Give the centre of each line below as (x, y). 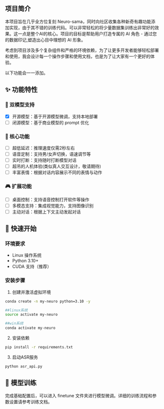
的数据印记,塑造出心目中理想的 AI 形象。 (45, 40)
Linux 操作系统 (27, 255)
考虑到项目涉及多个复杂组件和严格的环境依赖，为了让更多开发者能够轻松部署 (82, 50)
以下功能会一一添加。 (26, 73)
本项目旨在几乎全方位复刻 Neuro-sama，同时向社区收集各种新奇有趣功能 (78, 22)
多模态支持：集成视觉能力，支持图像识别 (53, 205)
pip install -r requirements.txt (39, 347)
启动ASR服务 (25, 357)
